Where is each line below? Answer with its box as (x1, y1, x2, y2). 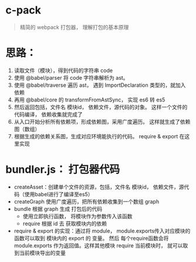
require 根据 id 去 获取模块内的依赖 (22, 220, 107, 227)
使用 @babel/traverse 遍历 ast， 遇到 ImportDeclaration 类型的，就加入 (13, 81, 186, 89)
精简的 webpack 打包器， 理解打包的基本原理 (19, 23, 129, 30)
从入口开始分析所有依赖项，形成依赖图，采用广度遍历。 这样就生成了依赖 (13, 118, 191, 125)
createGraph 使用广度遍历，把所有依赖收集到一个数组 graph (13, 198, 160, 205)
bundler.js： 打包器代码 (5, 163, 120, 176)
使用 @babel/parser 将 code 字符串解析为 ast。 (13, 74, 129, 81)
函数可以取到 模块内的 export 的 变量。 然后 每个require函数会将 (13, 234, 169, 241)
